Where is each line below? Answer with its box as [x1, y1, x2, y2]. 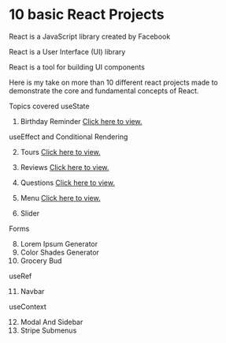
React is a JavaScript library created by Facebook [9, 32, 171, 41]
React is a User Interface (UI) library [9, 47, 126, 56]
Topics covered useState [9, 101, 90, 111]
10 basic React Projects [9, 6, 165, 24]
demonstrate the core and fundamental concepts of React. [9, 85, 199, 96]
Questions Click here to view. [20, 178, 115, 187]
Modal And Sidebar [20, 317, 83, 326]
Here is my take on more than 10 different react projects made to [9, 77, 219, 87]
